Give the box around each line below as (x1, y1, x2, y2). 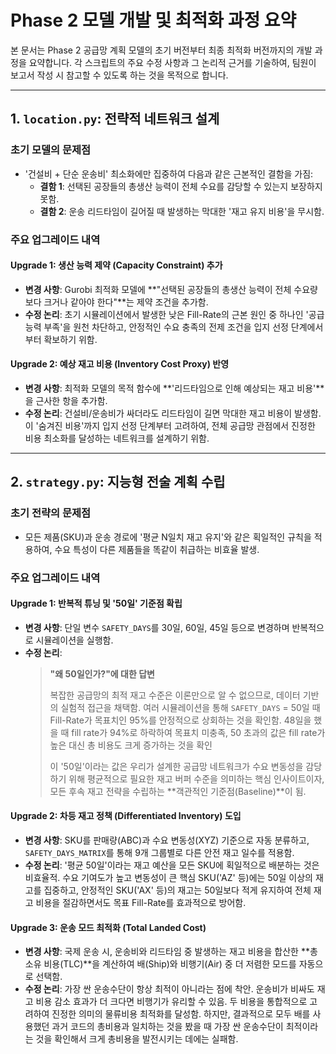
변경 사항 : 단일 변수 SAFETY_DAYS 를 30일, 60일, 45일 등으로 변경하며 (24, 621, 290, 633)
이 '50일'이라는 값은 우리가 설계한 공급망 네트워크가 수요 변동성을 (49, 760, 304, 772)
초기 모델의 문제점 (10, 143, 92, 157)
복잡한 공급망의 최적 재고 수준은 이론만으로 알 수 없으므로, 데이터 (49, 689, 301, 701)
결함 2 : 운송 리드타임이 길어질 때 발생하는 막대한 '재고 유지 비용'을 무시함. (39, 205, 325, 217)
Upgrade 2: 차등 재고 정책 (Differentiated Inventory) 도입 (10, 810, 242, 822)
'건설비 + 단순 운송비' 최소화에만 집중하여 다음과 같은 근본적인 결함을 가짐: (24, 167, 314, 180)
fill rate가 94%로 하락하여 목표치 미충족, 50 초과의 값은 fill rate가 (71, 726, 326, 738)
